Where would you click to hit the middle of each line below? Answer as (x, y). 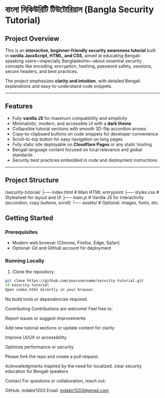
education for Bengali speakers (37, 371)
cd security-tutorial (27, 285)
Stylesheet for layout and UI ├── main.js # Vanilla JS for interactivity (74, 197)
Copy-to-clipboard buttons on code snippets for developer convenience (85, 134)
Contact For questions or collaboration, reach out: (55, 381)
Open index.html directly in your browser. (50, 290)
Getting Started (29, 218)
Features (19, 106)
